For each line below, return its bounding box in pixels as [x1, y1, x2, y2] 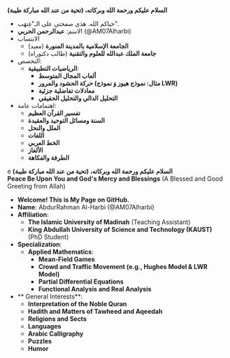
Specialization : [17, 240, 62, 248]
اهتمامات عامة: [17, 102, 57, 109]
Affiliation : [17, 210, 49, 219]
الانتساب [17, 34, 40, 43]
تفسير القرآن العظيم [27, 109, 80, 117]
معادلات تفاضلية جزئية [38, 87, 95, 95]
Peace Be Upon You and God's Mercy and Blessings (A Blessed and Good [7, 174, 224, 183]
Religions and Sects [27, 315, 87, 323]
